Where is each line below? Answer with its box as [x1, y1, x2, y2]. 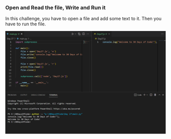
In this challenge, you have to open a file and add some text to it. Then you [5, 16, 162, 22]
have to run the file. [5, 21, 46, 27]
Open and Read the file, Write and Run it [5, 4, 106, 11]
